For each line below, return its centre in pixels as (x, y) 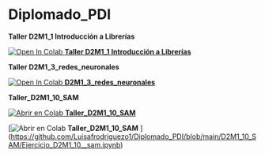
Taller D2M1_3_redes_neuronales (64, 67)
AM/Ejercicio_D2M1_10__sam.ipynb (64, 144)
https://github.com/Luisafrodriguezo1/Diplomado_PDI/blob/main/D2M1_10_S (134, 136)
